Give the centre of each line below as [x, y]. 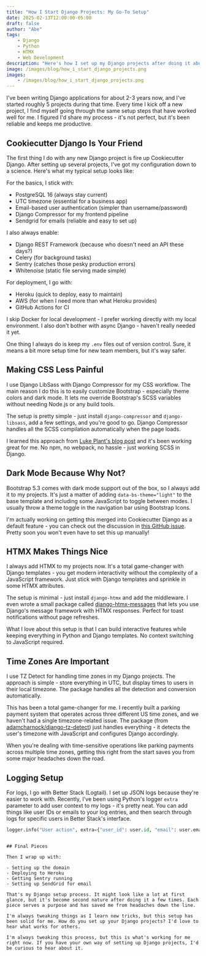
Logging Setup [35, 778]
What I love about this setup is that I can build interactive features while [97, 629]
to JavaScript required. [35, 642]
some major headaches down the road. [56, 759]
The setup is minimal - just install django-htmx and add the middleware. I [97, 597]
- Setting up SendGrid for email [49, 884]
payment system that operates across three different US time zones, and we [103, 714]
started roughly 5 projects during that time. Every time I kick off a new [94, 104]
